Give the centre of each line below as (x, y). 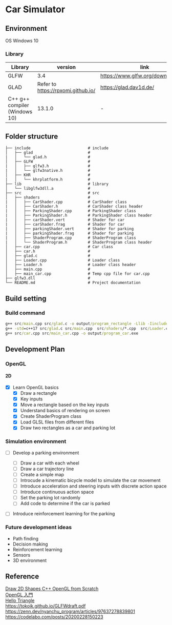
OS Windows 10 (22, 41)
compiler (18, 105)
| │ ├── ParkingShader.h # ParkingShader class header (79, 216)
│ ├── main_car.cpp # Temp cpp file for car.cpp (78, 274)
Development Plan (35, 349)
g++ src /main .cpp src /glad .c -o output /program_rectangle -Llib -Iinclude (87, 324)
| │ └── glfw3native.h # (48, 171)
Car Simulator (35, 9)
